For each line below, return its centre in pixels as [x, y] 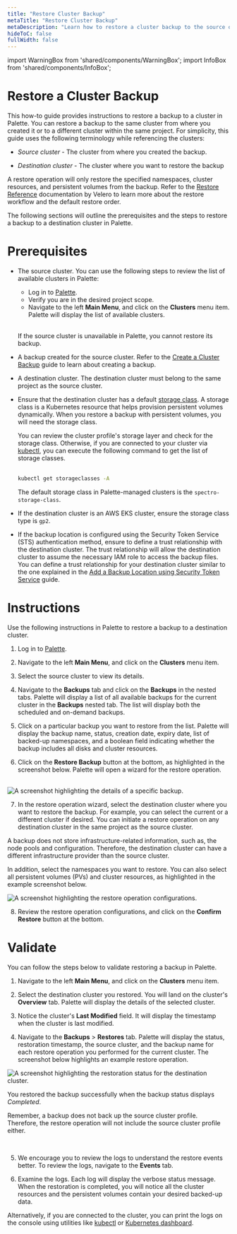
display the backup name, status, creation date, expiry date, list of [114, 733]
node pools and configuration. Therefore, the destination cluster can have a [117, 848]
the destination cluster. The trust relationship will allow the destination [119, 549]
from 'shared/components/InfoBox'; [59, 68]
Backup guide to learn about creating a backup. [87, 365]
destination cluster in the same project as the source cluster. [105, 827]
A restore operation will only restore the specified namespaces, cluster [110, 179]
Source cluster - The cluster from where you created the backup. [112, 152]
